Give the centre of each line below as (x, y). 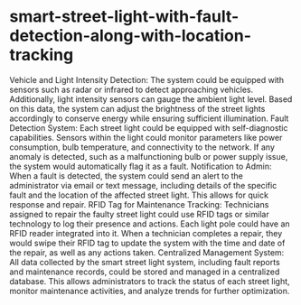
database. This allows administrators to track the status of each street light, (150, 281)
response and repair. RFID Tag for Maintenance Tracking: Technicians (139, 204)
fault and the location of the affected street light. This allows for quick (139, 195)
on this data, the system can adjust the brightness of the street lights (137, 108)
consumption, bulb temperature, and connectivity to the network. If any (142, 147)
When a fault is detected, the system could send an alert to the (127, 176)
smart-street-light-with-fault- (124, 17)
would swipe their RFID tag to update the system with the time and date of (147, 243)
